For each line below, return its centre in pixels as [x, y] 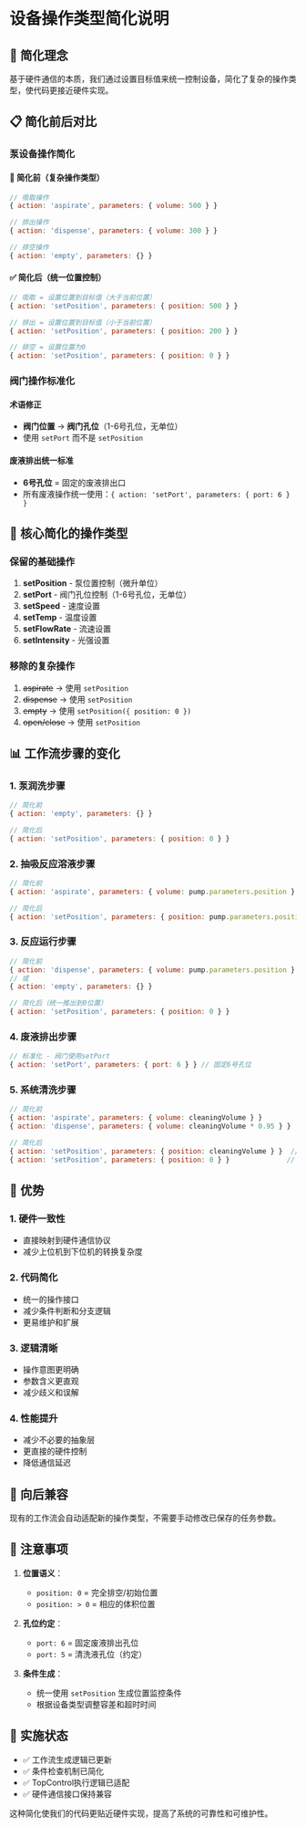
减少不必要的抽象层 [59, 1440]
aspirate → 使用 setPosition [76, 688]
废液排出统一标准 [41, 460]
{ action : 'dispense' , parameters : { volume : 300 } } [114, 231]
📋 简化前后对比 [53, 122]
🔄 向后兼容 [39, 1494]
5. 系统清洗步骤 [43, 1090]
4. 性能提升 [34, 1418]
